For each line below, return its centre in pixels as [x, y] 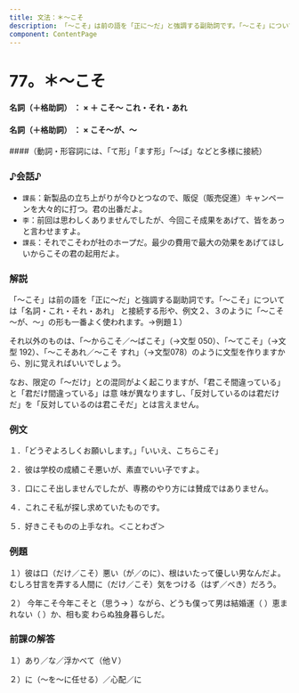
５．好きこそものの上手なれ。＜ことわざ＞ [88, 526]
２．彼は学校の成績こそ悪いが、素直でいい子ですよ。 [107, 469]
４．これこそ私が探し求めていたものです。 [87, 508]
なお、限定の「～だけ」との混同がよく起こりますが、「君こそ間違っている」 [147, 382]
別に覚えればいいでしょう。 [75, 363]
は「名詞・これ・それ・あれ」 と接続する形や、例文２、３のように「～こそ [147, 310]
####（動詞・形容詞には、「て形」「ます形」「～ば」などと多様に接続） [138, 151]
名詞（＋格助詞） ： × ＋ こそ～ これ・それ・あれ [99, 108]
